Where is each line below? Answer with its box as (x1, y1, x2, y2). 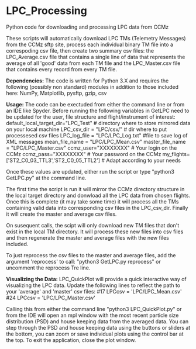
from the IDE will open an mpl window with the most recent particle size (6, 312, 179, 319)
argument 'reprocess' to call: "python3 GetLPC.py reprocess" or (6, 258, 161, 265)
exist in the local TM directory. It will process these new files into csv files (6, 228, 184, 235)
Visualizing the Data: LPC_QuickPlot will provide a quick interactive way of (6, 275, 187, 282)
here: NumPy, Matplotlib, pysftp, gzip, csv (6, 89, 107, 96)
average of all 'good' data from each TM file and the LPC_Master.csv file (6, 60, 181, 67)
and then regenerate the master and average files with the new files (6, 234, 170, 241)
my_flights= (162, 150, 190, 157)
